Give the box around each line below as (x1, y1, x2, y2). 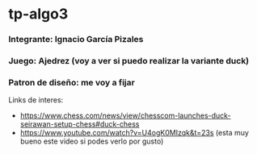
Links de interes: (8, 95, 64, 105)
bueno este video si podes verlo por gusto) (19, 136, 164, 146)
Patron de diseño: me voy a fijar (8, 77, 135, 88)
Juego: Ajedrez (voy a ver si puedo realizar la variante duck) (8, 56, 250, 67)
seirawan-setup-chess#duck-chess (19, 119, 140, 129)
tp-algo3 (8, 5, 69, 23)
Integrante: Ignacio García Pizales (8, 34, 144, 45)
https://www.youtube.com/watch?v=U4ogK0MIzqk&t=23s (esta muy (19, 128, 249, 138)
